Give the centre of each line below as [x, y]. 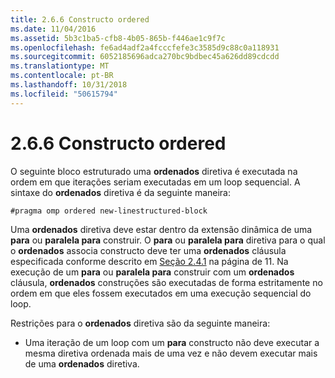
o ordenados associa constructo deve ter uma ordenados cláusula [148, 250]
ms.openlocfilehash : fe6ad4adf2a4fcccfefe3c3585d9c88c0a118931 [145, 47]
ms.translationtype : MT [60, 66]
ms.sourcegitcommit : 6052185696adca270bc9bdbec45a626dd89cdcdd [145, 57]
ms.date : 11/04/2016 [53, 29]
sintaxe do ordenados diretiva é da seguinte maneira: [121, 192]
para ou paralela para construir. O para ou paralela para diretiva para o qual [168, 240]
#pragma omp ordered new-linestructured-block [109, 211]
